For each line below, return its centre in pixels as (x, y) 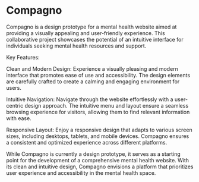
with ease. (19, 118)
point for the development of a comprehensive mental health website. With (97, 160)
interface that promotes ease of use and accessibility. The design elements (98, 75)
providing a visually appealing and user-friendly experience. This (86, 33)
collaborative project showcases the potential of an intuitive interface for (95, 39)
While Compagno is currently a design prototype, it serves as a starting (94, 154)
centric (15, 105)
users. (14, 87)
